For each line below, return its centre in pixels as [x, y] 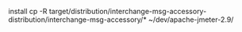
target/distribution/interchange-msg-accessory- [128, 11]
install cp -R [28, 11]
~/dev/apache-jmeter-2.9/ [191, 20]
